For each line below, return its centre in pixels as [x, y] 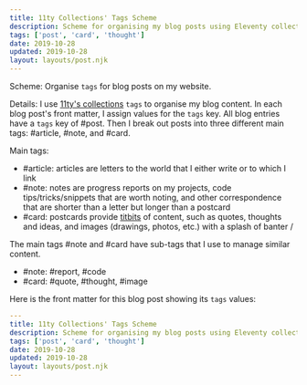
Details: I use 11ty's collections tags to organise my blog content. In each [146, 104]
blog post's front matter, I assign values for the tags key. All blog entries [145, 114]
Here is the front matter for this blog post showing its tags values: [133, 299]
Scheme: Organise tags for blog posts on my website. [111, 86]
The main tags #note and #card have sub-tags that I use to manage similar [150, 244]
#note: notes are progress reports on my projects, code [127, 187]
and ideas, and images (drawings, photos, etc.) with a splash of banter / [158, 226]
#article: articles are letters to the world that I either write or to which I [154, 168]
